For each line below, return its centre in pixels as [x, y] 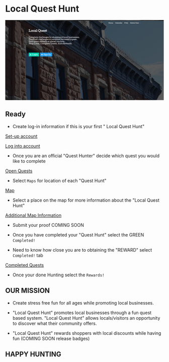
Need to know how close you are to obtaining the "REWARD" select [82, 250]
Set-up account [21, 136]
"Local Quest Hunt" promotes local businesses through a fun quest [82, 313]
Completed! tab [28, 255]
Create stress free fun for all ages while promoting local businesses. [83, 303]
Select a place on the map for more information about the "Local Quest [86, 200]
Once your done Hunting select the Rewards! [58, 275]
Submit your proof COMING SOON [48, 225]
